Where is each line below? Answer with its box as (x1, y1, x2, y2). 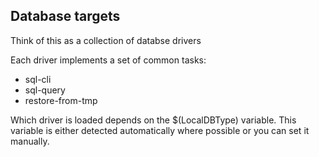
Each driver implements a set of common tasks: (10, 54, 207, 66)
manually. (10, 135, 50, 147)
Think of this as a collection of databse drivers (10, 34, 202, 46)
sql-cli (24, 73, 52, 85)
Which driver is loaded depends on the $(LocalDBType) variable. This (10, 114, 297, 126)
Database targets (10, 8, 121, 25)
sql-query (24, 84, 66, 96)
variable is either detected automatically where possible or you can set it (10, 124, 310, 136)
